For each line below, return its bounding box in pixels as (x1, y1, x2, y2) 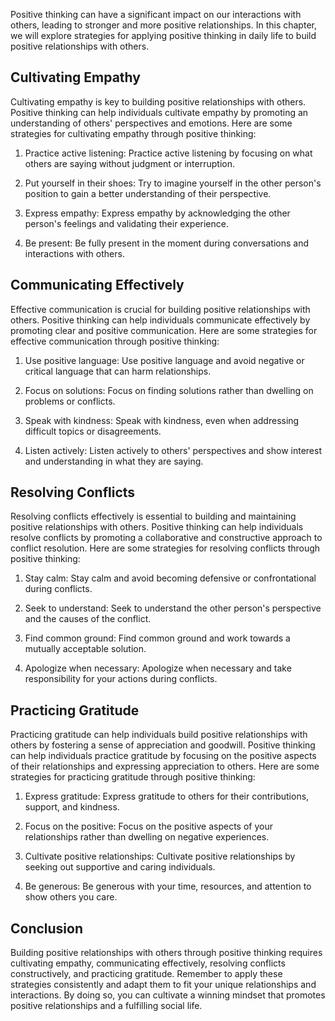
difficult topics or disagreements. (24, 425, 162, 437)
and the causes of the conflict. (24, 613, 152, 625)
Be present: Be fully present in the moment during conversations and (24, 237, 309, 249)
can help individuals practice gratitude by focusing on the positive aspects (10, 750, 317, 762)
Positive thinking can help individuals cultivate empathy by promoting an (10, 106, 309, 118)
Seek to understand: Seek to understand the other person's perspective (24, 602, 322, 614)
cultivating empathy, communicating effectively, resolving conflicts (10, 957, 286, 969)
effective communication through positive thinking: (10, 335, 220, 347)
